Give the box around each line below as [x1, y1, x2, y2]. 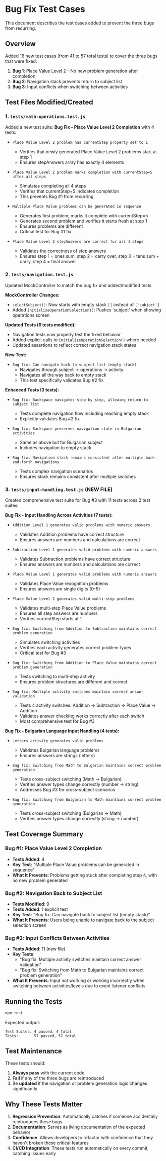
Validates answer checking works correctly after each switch [19, 713, 145, 719]
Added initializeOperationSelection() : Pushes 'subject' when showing [12, 307, 161, 313]
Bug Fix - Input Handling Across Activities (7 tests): [5, 512, 113, 518]
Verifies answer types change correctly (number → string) [19, 781, 139, 787]
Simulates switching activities [19, 639, 80, 645]
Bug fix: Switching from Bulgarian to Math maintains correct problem [12, 797, 162, 802]
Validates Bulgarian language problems [19, 747, 100, 753]
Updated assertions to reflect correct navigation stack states [12, 342, 137, 348]
